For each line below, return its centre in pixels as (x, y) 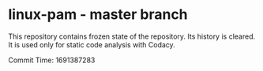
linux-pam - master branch (98, 15)
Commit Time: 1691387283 (52, 60)
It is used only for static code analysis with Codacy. (92, 44)
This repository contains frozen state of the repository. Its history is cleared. (131, 36)
